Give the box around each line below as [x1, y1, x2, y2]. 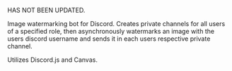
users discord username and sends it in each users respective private [7, 34, 211, 43]
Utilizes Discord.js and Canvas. [7, 56, 98, 64]
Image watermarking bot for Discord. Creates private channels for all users [7, 20, 226, 27]
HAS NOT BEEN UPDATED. [7, 6, 86, 14]
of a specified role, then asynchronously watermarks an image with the [7, 27, 214, 35]
